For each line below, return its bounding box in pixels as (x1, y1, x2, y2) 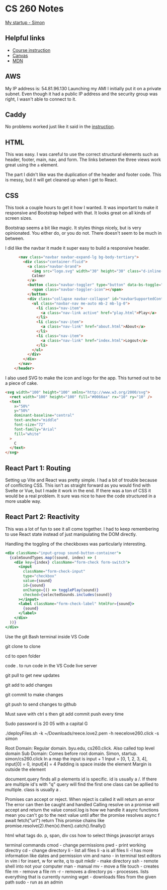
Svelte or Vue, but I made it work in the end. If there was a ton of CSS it (5, 487, 151, 493)
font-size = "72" (14, 422, 46, 427)
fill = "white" (14, 432, 41, 437)
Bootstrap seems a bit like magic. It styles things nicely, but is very (5, 225, 142, 231)
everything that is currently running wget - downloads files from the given (5, 874, 157, 880)
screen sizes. (5, 215, 32, 221)
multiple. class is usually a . (5, 786, 61, 792)
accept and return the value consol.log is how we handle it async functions (5, 807, 159, 813)
